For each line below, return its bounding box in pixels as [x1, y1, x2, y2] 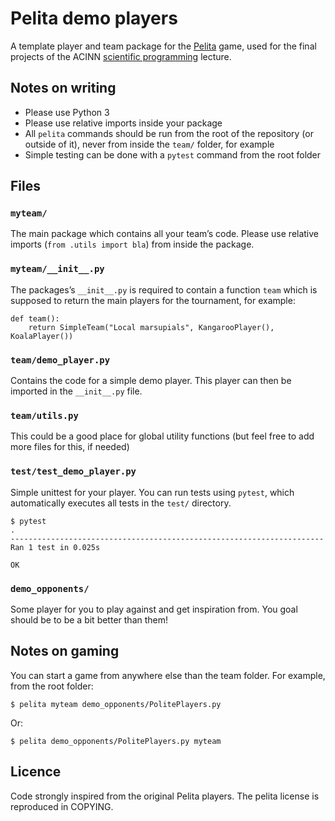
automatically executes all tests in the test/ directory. [10, 497, 232, 509]
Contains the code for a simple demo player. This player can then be [10, 375, 292, 387]
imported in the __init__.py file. [10, 385, 143, 397]
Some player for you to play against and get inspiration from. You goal [10, 603, 298, 615]
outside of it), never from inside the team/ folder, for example [24, 138, 275, 150]
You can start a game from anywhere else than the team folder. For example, [10, 669, 326, 681]
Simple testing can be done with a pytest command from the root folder [24, 148, 322, 161]
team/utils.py [10, 410, 79, 421]
